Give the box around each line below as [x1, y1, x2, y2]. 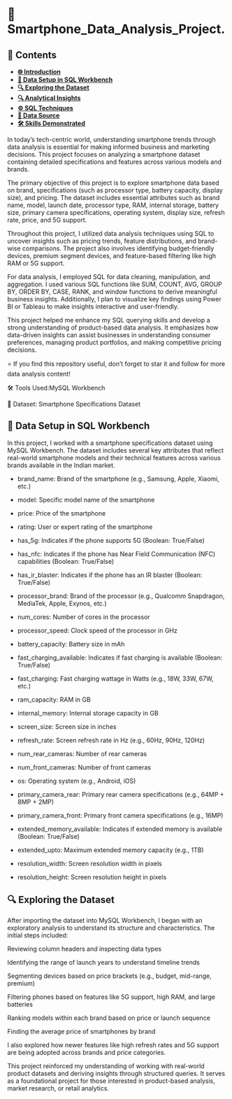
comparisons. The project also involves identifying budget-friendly [22, 244, 215, 253]
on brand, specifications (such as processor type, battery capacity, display [7, 186, 224, 194]
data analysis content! [7, 370, 71, 378]
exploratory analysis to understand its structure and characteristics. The [7, 923, 215, 932]
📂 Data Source [17, 111, 60, 120]
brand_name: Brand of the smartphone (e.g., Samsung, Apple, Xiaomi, [17, 474, 220, 483]
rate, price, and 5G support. [7, 216, 87, 224]
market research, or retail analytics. [7, 1084, 110, 1092]
